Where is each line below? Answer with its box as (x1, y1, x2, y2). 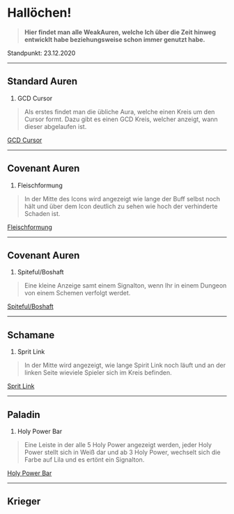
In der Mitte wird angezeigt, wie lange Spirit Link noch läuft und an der (24, 361, 226, 370)
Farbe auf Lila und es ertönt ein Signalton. (24, 455, 145, 464)
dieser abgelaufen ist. (24, 122, 87, 130)
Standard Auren (7, 75, 78, 88)
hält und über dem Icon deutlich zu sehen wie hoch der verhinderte (24, 202, 218, 210)
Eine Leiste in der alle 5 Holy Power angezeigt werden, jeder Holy (24, 441, 212, 449)
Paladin (7, 409, 40, 421)
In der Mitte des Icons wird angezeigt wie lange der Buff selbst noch (24, 194, 221, 203)
